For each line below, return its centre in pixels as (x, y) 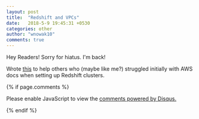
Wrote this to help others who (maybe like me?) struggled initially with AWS (99, 69)
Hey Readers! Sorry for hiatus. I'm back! (56, 57)
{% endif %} (22, 110)
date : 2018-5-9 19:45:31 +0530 (48, 23)
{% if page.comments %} (38, 87)
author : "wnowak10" (31, 34)
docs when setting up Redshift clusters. (55, 75)
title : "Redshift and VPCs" (43, 18)
